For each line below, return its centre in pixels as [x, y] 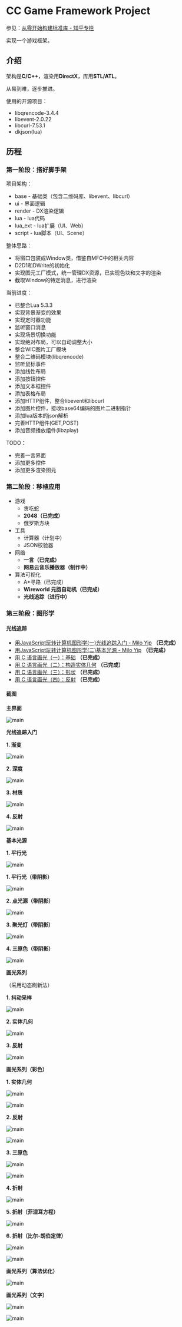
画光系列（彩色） [27, 1070]
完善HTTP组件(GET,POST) [47, 423]
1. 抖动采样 [19, 998]
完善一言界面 [30, 455]
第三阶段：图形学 [30, 613]
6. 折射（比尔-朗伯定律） [36, 1236]
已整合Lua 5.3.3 [34, 305]
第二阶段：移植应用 [33, 487]
